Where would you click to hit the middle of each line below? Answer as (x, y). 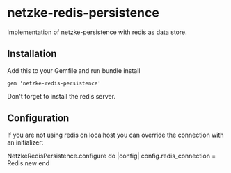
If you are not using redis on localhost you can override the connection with (115, 135)
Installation (32, 54)
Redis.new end (29, 163)
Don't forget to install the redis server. (62, 96)
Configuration (38, 118)
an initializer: (25, 142)
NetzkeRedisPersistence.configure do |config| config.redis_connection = (112, 156)
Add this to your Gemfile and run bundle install (74, 70)
